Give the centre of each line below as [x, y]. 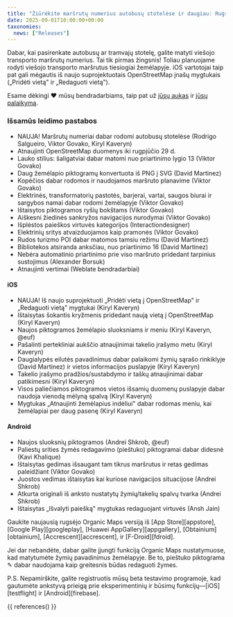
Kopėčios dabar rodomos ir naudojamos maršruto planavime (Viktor [114, 180]
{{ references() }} [32, 606]
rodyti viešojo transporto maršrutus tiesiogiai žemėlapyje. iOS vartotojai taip [115, 67]
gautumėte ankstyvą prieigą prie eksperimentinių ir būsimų [91, 585]
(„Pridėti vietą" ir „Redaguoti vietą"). [59, 82]
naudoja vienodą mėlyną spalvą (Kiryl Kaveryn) [85, 396]
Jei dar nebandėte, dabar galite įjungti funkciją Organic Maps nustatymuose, [116, 550]
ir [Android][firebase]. [69, 593]
